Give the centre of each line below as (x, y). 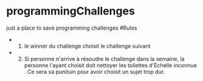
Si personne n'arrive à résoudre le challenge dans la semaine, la (104, 59)
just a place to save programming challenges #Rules (72, 28)
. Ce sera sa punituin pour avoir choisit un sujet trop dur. (95, 71)
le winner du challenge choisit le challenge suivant (87, 46)
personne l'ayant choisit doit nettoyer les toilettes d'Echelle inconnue (111, 65)
